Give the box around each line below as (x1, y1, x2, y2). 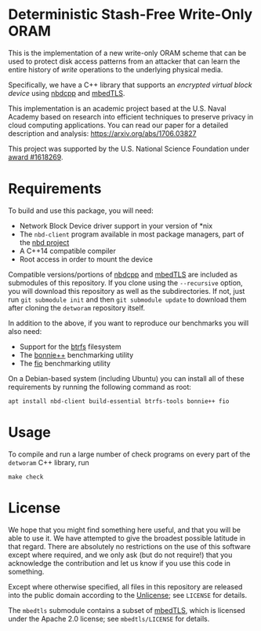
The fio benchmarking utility (19, 358, 111, 368)
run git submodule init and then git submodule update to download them (8, 295, 247, 304)
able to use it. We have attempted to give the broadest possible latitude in (8, 533, 245, 543)
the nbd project (19, 237, 70, 247)
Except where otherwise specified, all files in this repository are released (8, 581, 243, 591)
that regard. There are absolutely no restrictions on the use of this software (8, 541, 251, 551)
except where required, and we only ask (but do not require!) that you (8, 550, 233, 559)
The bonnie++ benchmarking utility (19, 350, 134, 359)
